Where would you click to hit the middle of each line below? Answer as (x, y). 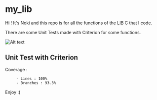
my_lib (19, 9)
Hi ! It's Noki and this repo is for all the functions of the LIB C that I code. (78, 23)
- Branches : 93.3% (36, 83)
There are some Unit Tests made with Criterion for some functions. (73, 32)
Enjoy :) (13, 92)
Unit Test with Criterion (41, 58)
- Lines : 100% (32, 78)
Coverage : (16, 69)
